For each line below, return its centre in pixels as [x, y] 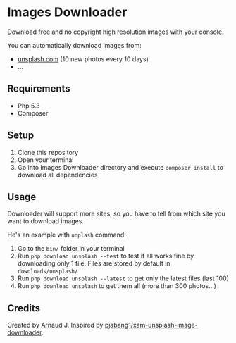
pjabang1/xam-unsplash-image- [151, 325]
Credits [24, 308]
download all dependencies [57, 175]
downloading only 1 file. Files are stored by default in [94, 263]
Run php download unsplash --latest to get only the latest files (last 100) [123, 278]
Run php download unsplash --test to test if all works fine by [106, 256]
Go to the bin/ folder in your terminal [71, 249]
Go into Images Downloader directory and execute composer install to [120, 167]
